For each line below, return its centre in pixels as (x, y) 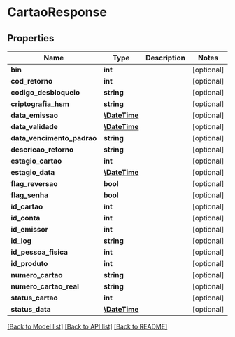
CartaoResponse (57, 12)
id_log (21, 241)
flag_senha (30, 195)
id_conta (26, 218)
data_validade (34, 127)
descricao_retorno (42, 150)
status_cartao (34, 298)
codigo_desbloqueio (45, 92)
